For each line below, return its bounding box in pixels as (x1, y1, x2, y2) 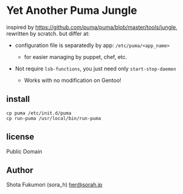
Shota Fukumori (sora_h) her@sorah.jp (6, 181, 103, 189)
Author (6, 165, 33, 175)
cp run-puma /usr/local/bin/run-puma (6, 115, 101, 121)
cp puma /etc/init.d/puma (6, 110, 71, 116)
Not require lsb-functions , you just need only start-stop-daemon (14, 64, 176, 72)
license (6, 132, 34, 142)
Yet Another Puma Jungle (6, 4, 138, 17)
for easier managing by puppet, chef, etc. (24, 53, 127, 60)
